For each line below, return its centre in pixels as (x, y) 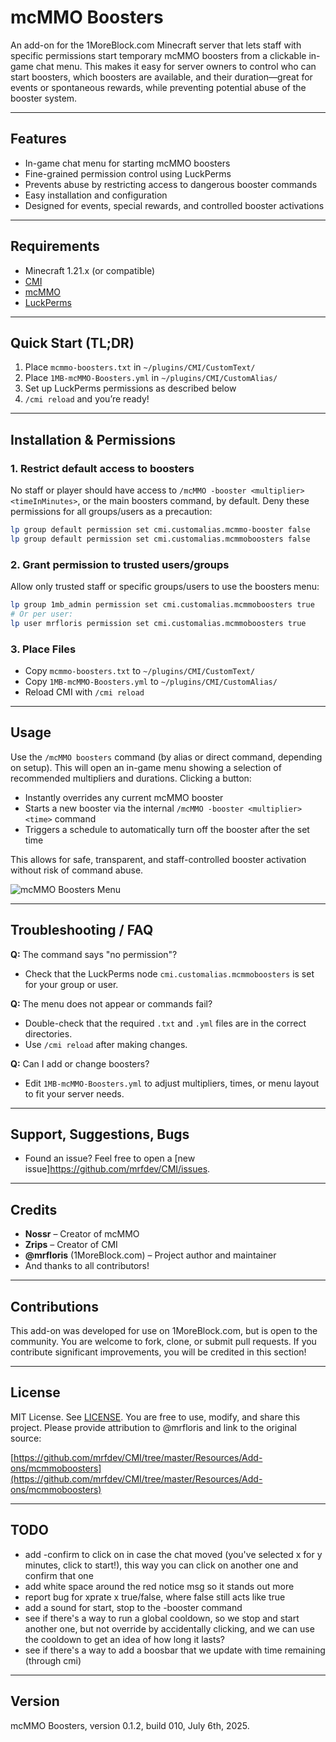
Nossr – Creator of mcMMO (82, 1234)
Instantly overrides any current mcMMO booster (124, 797)
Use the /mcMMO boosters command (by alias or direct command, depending (166, 757)
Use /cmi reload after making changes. (106, 1044)
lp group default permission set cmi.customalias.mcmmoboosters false (160, 539)
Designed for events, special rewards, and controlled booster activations (174, 205)
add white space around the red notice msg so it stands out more (159, 1586)
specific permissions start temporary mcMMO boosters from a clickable (158, 55)
